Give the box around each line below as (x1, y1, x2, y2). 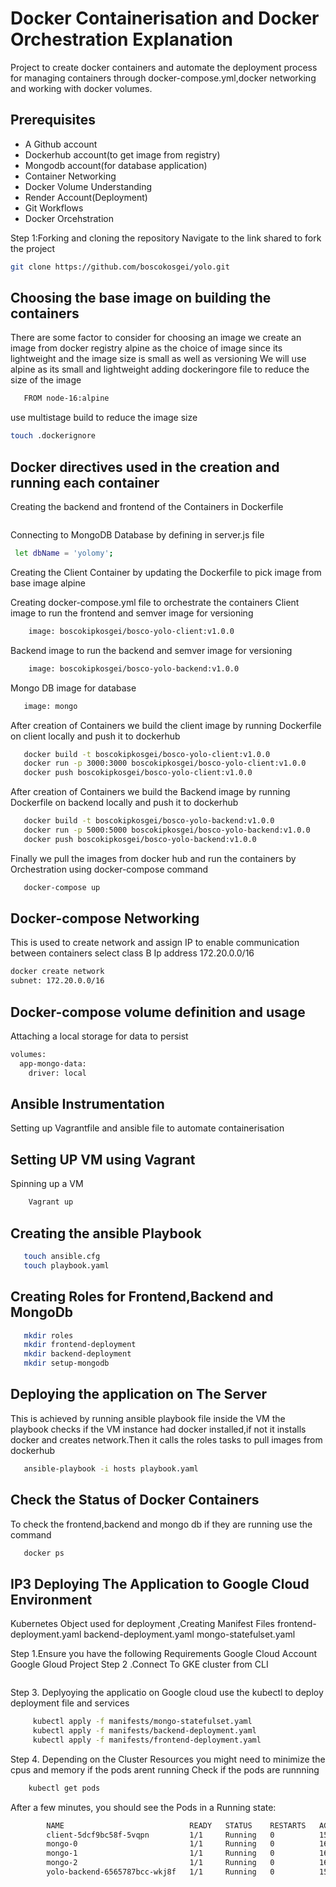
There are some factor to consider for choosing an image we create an (10, 332, 302, 344)
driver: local (28, 1068, 87, 1078)
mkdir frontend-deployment (23, 1340, 137, 1350)
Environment (10, 1591, 93, 1608)
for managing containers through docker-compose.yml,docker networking (10, 72, 317, 84)
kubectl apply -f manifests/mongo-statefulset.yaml (32, 1717, 253, 1727)
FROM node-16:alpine (23, 393, 110, 404)
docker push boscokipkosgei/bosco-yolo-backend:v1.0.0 (23, 834, 257, 844)
